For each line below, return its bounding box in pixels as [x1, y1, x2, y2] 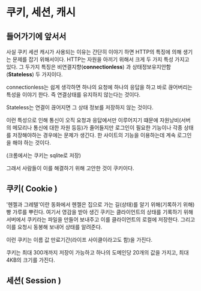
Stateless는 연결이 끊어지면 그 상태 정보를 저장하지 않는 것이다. [6, 104, 154, 111]
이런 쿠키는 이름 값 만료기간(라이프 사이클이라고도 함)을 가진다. [6, 236, 153, 243]
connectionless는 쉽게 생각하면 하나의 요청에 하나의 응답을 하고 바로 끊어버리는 [6, 83, 193, 91]
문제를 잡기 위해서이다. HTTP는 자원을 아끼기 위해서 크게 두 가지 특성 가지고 [12, 56, 190, 63]
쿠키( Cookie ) [6, 184, 58, 194]
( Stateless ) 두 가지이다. [6, 71, 63, 78]
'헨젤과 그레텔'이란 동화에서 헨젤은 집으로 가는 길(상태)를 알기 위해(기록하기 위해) [6, 200, 195, 208]
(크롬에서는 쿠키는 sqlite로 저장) [6, 152, 82, 159]
